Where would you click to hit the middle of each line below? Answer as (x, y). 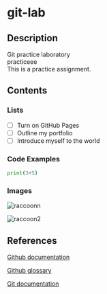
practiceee (22, 62)
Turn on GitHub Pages (48, 125)
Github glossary (29, 271)
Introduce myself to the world (58, 140)
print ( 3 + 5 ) (22, 173)
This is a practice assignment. (49, 69)
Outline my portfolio (45, 133)
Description (32, 38)
